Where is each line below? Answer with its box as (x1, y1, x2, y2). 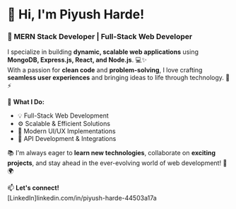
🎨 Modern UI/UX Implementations (17, 127, 116, 135)
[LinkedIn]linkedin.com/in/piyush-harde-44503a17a (7, 194, 157, 203)
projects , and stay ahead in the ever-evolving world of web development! (7, 159, 221, 167)
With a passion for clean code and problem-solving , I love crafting (7, 66, 203, 74)
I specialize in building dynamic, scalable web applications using (7, 47, 199, 56)
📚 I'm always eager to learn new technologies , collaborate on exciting (7, 149, 216, 157)
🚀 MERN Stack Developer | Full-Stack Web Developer (7, 32, 193, 42)
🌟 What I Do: (7, 98, 45, 106)
